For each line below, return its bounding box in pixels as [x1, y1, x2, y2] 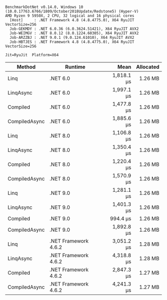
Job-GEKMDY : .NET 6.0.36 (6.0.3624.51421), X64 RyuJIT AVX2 [9, 26, 139, 31]
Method [16, 63, 36, 70]
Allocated [136, 63, 160, 70]
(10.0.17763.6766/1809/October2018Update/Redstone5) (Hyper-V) [5, 9, 139, 14]
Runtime [65, 63, 85, 70]
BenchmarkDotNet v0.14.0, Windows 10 [5, 4, 83, 9]
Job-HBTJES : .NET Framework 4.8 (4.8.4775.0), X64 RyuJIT [9, 39, 135, 44]
